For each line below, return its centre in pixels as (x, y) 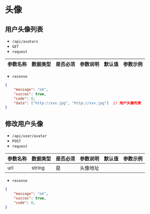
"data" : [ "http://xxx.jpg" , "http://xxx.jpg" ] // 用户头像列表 (77, 103)
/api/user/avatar (29, 136)
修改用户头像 (24, 124)
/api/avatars (25, 42)
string (38, 168)
